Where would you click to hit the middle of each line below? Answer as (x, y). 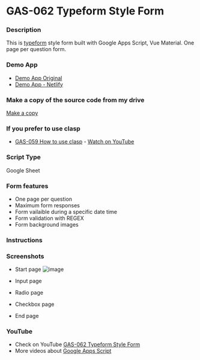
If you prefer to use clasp (44, 129)
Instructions (25, 240)
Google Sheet (23, 170)
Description (24, 30)
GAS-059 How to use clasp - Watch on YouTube (74, 142)
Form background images (47, 224)
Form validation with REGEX (49, 218)
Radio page (29, 293)
